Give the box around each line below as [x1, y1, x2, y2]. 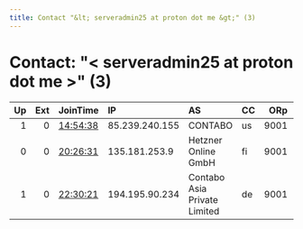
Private [188, 193, 218, 206]
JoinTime [58, 104, 99, 116]
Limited [188, 205, 220, 217]
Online [188, 145, 216, 158]
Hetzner [188, 133, 223, 146]
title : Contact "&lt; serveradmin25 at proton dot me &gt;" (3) [9, 13, 256, 23]
